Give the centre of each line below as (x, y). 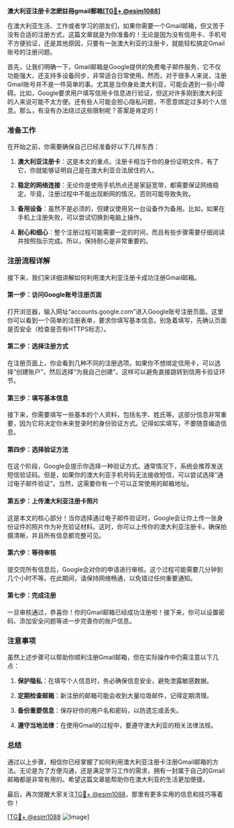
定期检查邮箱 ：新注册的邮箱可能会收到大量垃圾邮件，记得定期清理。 (115, 696)
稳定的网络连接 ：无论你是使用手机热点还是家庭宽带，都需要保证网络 (115, 185)
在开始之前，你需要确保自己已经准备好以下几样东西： (84, 147)
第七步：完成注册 (32, 596)
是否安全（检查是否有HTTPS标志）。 (58, 329)
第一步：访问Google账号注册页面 (55, 295)
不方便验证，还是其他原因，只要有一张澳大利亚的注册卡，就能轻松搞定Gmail (116, 43)
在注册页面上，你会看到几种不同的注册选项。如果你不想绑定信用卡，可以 (111, 363)
